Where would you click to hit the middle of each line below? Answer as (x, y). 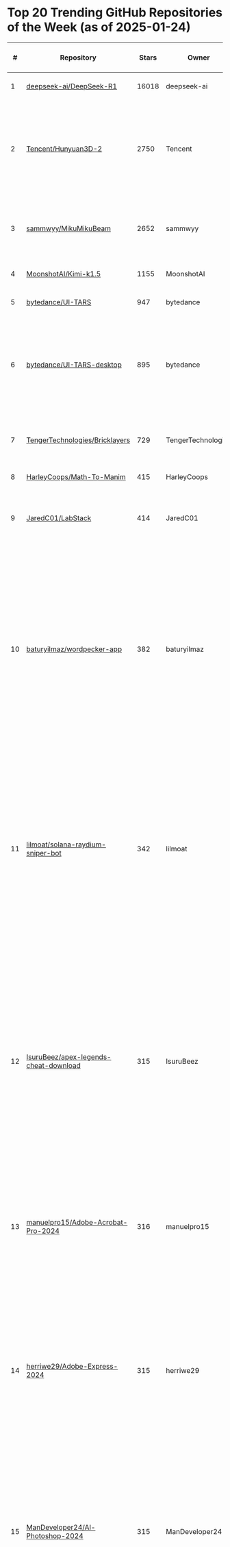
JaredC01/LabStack (59, 517)
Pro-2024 (43, 1230)
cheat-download (53, 1065)
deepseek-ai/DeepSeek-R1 (72, 86)
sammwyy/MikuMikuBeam (69, 228)
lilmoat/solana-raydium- (66, 844)
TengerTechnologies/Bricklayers (78, 440)
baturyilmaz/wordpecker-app (74, 649)
